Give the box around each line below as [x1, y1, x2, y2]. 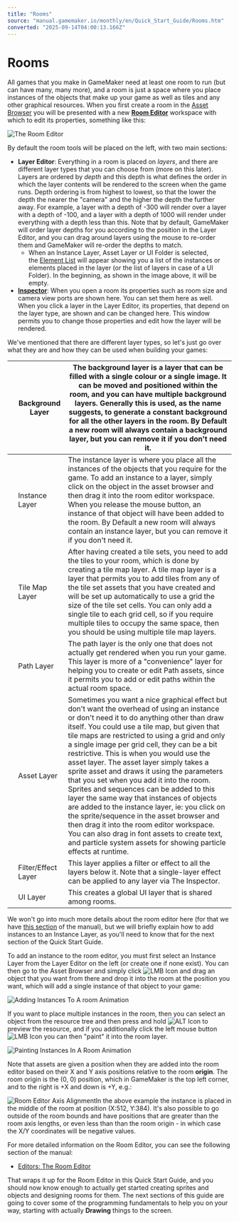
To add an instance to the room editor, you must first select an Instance [7, 951, 216, 960]
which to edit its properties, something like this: [7, 116, 146, 125]
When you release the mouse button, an [68, 500, 201, 510]
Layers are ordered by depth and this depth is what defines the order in [17, 173, 227, 181]
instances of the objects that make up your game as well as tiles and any [7, 94, 221, 102]
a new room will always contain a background [68, 425, 228, 435]
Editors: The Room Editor [17, 1162, 91, 1171]
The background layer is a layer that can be [73, 363, 224, 373]
